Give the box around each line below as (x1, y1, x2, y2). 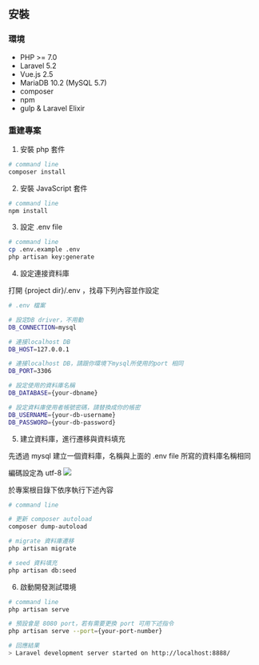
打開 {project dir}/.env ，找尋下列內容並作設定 (8, 286, 160, 295)
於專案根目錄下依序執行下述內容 (8, 485, 114, 495)
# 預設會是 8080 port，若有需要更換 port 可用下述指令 (8, 619, 174, 628)
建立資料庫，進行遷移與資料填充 (19, 434, 126, 443)
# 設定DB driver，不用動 (8, 315, 84, 324)
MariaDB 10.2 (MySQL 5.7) (19, 78, 107, 87)
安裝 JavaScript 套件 (19, 183, 88, 193)
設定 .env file (19, 222, 62, 232)
